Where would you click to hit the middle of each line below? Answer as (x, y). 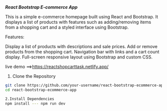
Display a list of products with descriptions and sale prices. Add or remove (81, 46)
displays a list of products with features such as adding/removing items (78, 22)
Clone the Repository (34, 76)
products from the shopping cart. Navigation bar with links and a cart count (82, 52)
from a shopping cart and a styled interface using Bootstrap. (67, 27)
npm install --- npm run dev (35, 104)
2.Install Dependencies (30, 99)
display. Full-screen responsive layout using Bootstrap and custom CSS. (79, 57)
